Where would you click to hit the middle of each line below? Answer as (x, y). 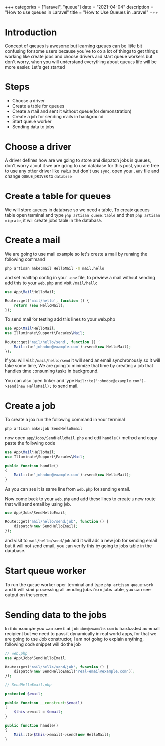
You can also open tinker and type (40, 381)
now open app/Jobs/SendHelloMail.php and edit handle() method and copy (81, 438)
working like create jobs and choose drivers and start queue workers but (79, 56)
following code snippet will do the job (43, 644)
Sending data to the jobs (56, 615)
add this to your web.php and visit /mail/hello (51, 283)
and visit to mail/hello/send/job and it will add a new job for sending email (81, 540)
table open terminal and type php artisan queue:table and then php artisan (82, 215)
